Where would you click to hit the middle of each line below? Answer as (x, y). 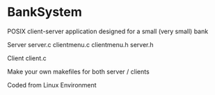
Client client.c (27, 58)
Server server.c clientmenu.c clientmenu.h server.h (81, 44)
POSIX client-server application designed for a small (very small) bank (108, 31)
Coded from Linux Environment (52, 85)
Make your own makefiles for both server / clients (78, 71)
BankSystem (45, 12)
